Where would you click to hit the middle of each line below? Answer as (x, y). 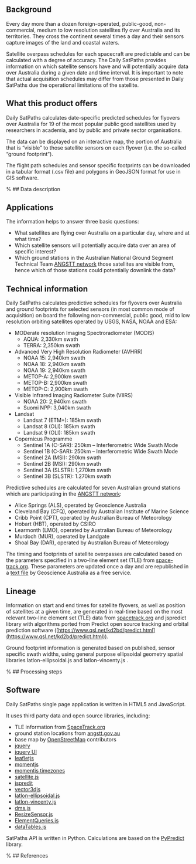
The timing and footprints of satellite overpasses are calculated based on (94, 554)
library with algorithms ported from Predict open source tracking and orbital (97, 624)
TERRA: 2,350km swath (52, 345)
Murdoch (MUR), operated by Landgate (62, 537)
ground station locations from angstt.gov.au (67, 733)
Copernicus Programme (43, 439)
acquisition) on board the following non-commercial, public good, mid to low (98, 316)
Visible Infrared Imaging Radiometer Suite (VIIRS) (74, 395)
